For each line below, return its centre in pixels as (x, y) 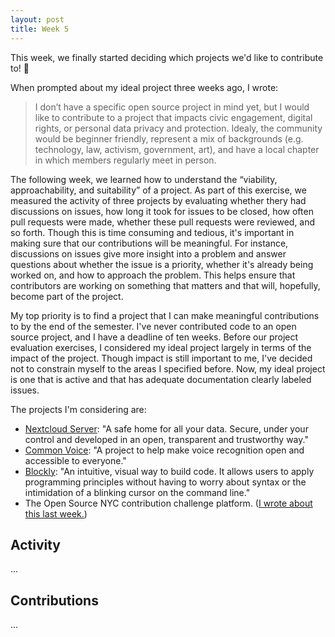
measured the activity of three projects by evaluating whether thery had (158, 200)
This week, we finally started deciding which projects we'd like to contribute (167, 57)
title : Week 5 (40, 29)
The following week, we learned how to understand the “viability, (144, 179)
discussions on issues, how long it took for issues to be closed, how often (162, 211)
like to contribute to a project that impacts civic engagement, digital (173, 117)
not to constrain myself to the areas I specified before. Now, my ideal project (168, 368)
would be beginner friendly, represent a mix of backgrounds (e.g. (169, 138)
